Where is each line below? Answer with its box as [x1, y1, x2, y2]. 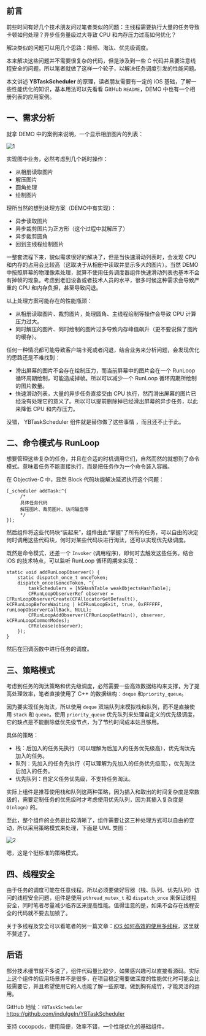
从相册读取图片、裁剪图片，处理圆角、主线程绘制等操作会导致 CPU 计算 [15, 310, 197, 317]
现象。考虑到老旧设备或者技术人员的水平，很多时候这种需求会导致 [27, 276, 194, 283]
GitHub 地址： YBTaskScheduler [6, 1003, 83, 1010]
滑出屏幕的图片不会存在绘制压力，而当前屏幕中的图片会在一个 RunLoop [15, 367, 196, 374]
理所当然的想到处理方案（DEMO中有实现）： [6, 204, 116, 212]
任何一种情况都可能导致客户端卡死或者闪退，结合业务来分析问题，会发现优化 [6, 346, 200, 353]
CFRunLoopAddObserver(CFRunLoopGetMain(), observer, [28, 612, 166, 618]
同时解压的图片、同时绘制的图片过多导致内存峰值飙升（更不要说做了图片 [15, 325, 198, 332]
